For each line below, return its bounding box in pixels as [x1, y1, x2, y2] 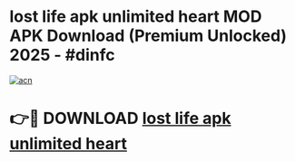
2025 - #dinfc [9, 45, 115, 65]
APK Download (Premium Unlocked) [9, 25, 288, 46]
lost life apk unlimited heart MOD [9, 6, 262, 27]
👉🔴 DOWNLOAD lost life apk [9, 109, 231, 128]
